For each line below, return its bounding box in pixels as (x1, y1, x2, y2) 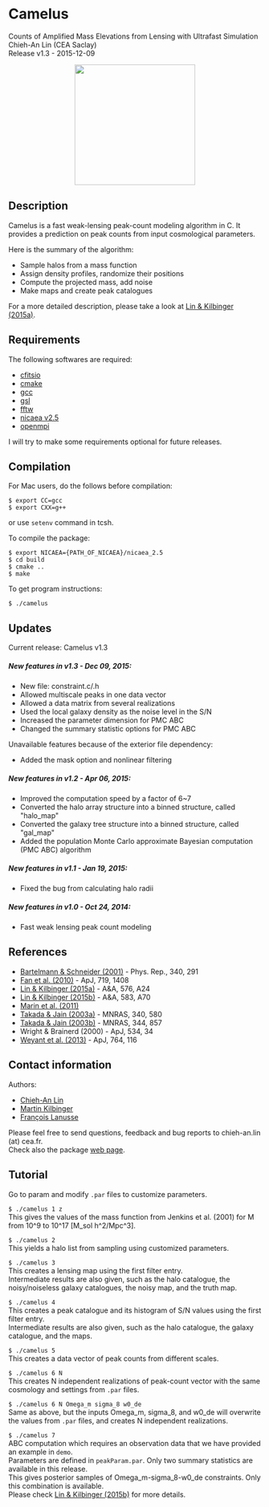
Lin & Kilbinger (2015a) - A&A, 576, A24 (19, 984, 151, 993)
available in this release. (8, 1464, 88, 1473)
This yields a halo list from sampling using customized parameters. (8, 1243, 230, 1252)
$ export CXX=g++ (8, 503, 67, 512)
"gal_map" (19, 828, 55, 837)
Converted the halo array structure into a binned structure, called (19, 802, 235, 812)
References (8, 945, 67, 959)
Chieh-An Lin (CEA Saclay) (8, 39, 97, 49)
